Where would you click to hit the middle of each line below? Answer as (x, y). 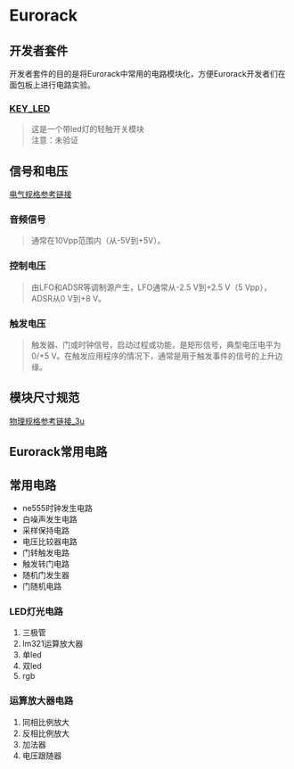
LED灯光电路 (37, 611)
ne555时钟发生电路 (57, 509)
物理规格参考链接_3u (47, 421)
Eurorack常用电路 (58, 452)
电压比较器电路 (49, 542)
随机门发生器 (45, 575)
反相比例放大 (45, 733)
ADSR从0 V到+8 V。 (69, 298)
